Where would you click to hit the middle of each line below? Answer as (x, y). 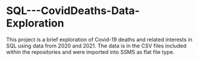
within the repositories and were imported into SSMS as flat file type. (90, 52)
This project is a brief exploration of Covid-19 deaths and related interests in (99, 39)
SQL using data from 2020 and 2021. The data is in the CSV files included (96, 46)
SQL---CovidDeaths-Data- (73, 11)
